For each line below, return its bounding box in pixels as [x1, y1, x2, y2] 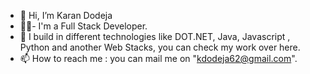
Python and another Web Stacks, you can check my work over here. [19, 41, 301, 53]
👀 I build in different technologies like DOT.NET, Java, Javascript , [19, 31, 291, 42]
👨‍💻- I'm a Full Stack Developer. [19, 20, 148, 32]
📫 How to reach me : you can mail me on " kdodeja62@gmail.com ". [19, 53, 298, 64]
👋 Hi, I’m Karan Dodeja [19, 10, 113, 21]
